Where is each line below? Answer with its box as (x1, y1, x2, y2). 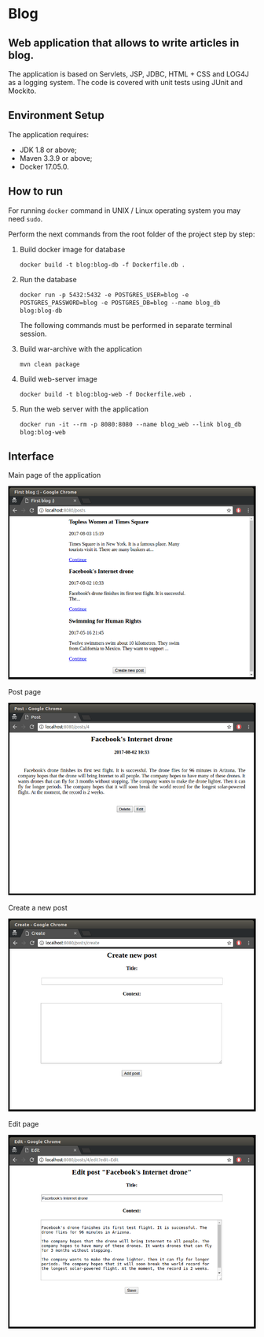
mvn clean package (19, 360, 80, 368)
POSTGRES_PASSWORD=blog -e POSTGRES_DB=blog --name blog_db (19, 299, 221, 307)
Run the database (19, 274, 77, 284)
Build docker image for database (19, 244, 126, 254)
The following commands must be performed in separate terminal (19, 320, 233, 330)
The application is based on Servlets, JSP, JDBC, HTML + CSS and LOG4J (8, 69, 250, 79)
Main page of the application (8, 471, 101, 480)
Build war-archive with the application (19, 344, 143, 353)
